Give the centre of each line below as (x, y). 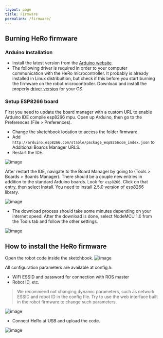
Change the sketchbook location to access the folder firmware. (75, 132)
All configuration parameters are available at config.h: (59, 268)
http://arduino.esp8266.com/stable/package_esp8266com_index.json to (83, 142)
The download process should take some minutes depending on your (81, 211)
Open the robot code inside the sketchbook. (49, 258)
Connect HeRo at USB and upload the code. (56, 321)
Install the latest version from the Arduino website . (63, 63)
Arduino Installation (29, 52)
